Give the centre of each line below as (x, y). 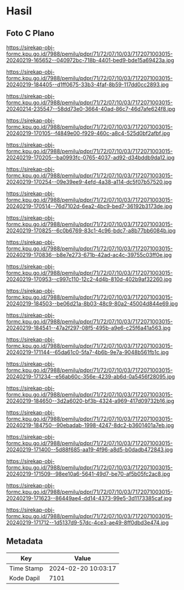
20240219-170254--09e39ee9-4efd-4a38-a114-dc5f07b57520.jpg (89, 182)
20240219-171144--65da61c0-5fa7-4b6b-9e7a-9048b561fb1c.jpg (88, 352)
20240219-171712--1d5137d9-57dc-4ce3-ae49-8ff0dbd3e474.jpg (88, 523)
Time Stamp (26, 568)
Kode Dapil (25, 578)
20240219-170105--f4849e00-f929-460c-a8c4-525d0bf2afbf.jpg (88, 133)
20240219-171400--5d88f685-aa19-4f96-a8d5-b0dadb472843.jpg (90, 450)
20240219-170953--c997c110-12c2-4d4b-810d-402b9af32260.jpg (89, 279)
